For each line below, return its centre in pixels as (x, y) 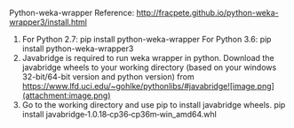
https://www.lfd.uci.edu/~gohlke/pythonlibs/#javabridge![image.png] (148, 86)
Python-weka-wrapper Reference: (72, 13)
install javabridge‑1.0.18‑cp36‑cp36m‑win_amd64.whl (119, 114)
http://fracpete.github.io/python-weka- (207, 13)
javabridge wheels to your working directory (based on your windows (149, 67)
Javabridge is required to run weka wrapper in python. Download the (148, 58)
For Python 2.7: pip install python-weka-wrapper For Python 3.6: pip (147, 39)
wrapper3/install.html (48, 22)
